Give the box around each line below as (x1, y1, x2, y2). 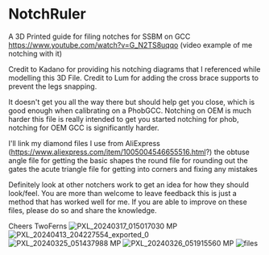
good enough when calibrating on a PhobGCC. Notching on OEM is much (8, 106, 252, 115)
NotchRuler (8, 5, 86, 23)
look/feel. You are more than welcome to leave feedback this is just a (8, 188, 238, 198)
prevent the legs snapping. (8, 82, 97, 91)
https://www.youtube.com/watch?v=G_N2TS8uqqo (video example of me (8, 40, 253, 49)
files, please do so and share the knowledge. (8, 205, 157, 215)
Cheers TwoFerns (8, 221, 68, 231)
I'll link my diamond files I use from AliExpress (8, 138, 161, 148)
